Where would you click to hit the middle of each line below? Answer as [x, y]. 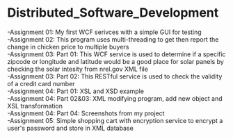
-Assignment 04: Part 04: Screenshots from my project [86, 113]
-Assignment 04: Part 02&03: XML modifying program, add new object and [115, 98]
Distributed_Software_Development [113, 13]
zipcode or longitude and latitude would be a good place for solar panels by [115, 61]
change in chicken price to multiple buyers [68, 47]
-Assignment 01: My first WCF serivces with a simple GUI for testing [104, 32]
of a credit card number [41, 83]
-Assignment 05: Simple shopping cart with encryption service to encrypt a [115, 120]
